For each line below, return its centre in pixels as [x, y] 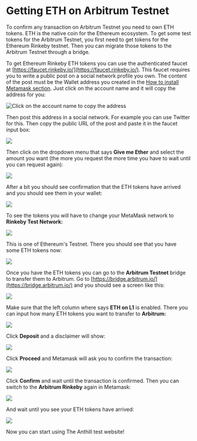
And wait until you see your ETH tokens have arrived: [70, 409]
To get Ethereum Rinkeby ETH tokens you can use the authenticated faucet [97, 63]
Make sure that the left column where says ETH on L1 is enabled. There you [97, 307]
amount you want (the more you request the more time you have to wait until [98, 158]
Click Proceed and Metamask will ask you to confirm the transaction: [89, 358]
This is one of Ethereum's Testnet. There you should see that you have [91, 244]
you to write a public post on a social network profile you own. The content [96, 76]
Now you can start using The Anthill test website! [65, 432]
